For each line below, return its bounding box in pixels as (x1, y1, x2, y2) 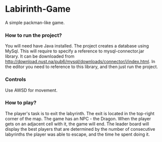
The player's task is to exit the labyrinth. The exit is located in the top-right (5, 110, 155, 116)
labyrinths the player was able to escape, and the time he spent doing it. (5, 131, 150, 137)
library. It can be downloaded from (5, 53, 75, 59)
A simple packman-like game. (5, 20, 65, 25)
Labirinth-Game (5, 3, 71, 15)
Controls (5, 76, 26, 83)
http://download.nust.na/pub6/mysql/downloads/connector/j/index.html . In (5, 59, 155, 65)
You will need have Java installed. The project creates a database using (5, 43, 149, 49)
